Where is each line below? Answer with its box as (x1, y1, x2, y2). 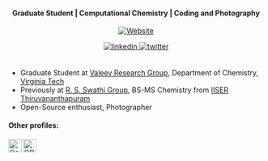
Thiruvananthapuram (19, 93, 91, 103)
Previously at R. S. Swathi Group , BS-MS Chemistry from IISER (19, 85, 229, 95)
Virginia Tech (19, 76, 65, 86)
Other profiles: (8, 121, 59, 130)
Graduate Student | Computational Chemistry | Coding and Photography (11, 8, 261, 18)
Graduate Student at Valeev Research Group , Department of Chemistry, (19, 67, 259, 78)
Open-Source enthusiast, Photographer (19, 102, 152, 112)
